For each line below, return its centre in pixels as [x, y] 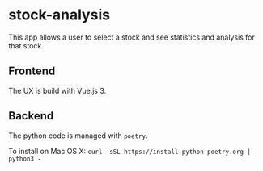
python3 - [25, 159]
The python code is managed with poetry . [78, 136]
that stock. [26, 45]
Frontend [32, 71]
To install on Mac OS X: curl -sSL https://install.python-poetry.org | [129, 151]
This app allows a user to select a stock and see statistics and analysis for [131, 37]
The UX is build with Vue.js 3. [57, 90]
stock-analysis [59, 15]
